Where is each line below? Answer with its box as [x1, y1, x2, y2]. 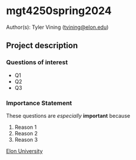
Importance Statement [6, 99, 72, 107]
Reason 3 [14, 136, 38, 143]
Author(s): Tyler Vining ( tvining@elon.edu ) [6, 24, 109, 31]
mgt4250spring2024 [6, 4, 112, 18]
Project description [6, 41, 78, 51]
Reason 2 [14, 129, 38, 136]
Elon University [6, 147, 43, 154]
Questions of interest [6, 58, 68, 66]
